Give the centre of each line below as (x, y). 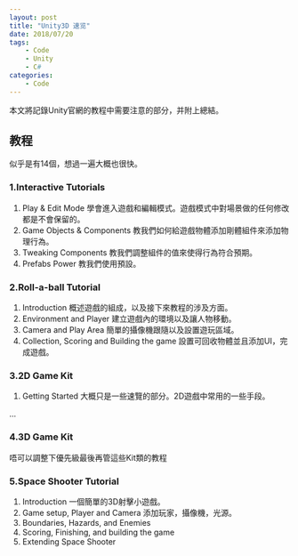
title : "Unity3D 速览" (50, 26)
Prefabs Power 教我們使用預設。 (81, 263)
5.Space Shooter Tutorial (64, 481)
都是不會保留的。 (53, 219)
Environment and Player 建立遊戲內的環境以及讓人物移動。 (129, 319)
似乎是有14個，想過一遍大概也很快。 (76, 164)
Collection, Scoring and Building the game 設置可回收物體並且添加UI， (151, 341)
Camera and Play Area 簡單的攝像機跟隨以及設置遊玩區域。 (130, 330)
